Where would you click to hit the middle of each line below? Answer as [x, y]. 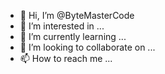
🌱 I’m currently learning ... [73, 36]
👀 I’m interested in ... [62, 26]
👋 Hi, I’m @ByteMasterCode [77, 15]
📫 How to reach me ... [66, 58]
